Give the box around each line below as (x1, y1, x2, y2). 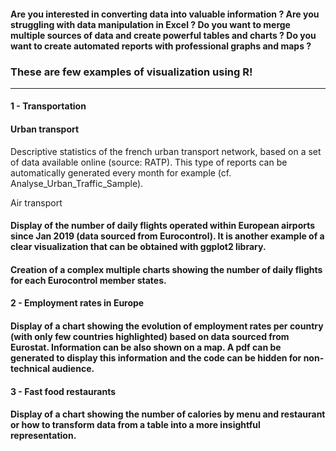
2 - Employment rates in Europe (10, 297, 145, 309)
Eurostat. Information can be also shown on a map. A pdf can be (10, 341, 282, 354)
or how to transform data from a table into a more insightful (10, 419, 261, 431)
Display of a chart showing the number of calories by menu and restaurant (10, 408, 326, 420)
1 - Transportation (10, 100, 87, 112)
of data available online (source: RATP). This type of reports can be (10, 156, 288, 168)
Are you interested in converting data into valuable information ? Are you (10, 8, 320, 20)
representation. (10, 430, 77, 442)
